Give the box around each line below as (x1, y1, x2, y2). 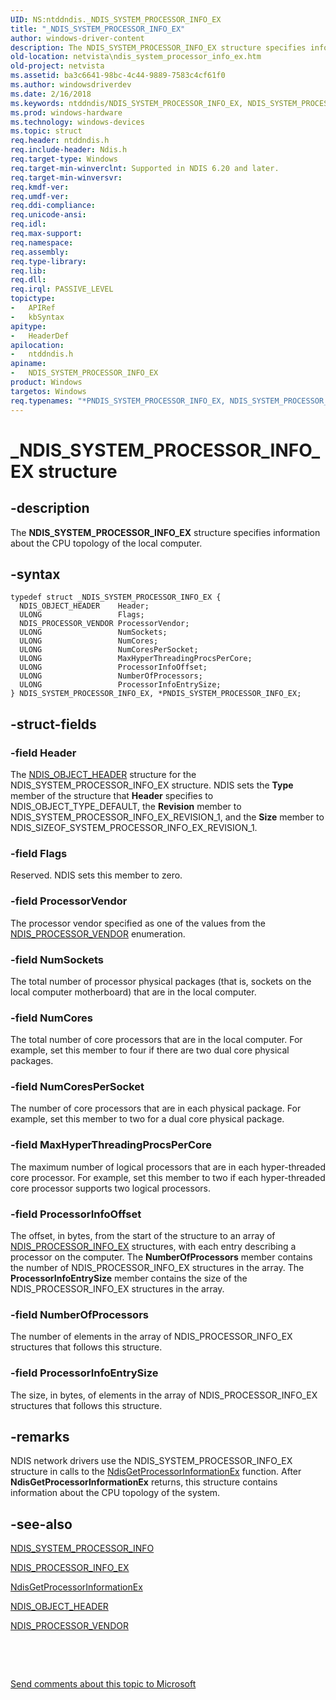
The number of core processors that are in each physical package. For (10, 1102, 302, 1115)
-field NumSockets (10, 952, 104, 966)
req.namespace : (10, 237, 74, 248)
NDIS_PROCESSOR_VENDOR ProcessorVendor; (19, 619, 190, 629)
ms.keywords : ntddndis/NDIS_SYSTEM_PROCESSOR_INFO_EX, (10, 98, 244, 108)
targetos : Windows (10, 386, 87, 396)
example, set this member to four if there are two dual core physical (10, 1044, 290, 1056)
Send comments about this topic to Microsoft (10, 1678, 197, 1690)
